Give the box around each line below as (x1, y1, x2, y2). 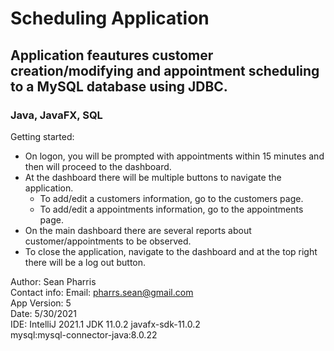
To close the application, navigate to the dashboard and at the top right (24, 245, 318, 257)
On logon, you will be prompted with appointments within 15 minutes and (24, 150, 325, 162)
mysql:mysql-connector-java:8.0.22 (10, 328, 158, 341)
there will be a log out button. (24, 256, 147, 268)
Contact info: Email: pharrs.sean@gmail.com (10, 286, 194, 298)
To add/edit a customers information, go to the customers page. (39, 192, 304, 204)
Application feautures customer (10, 47, 214, 64)
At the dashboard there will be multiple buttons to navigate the (24, 171, 282, 183)
